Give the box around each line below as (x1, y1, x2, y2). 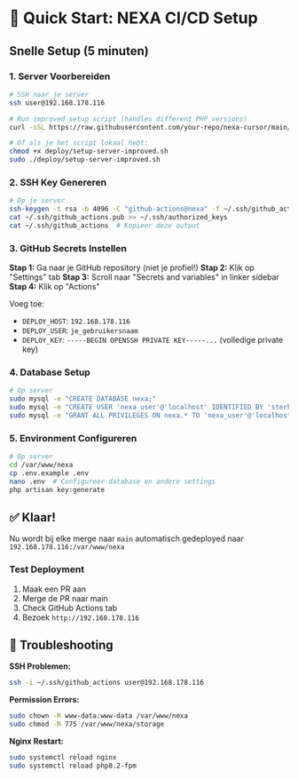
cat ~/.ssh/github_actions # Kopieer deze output (9, 221, 200, 230)
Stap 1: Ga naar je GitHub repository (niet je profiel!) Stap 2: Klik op (9, 262, 255, 274)
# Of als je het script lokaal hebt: (9, 139, 149, 147)
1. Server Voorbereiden (9, 70, 111, 83)
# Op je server (9, 196, 66, 205)
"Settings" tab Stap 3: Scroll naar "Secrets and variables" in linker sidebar (9, 272, 279, 282)
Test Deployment (9, 563, 85, 576)
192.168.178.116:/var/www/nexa (9, 543, 125, 552)
